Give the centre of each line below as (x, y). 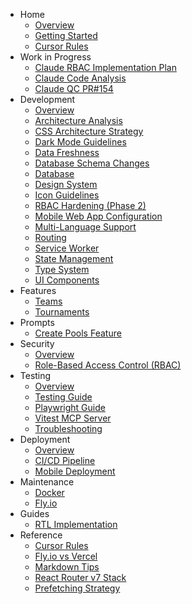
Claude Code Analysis (80, 78)
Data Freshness (67, 152)
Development (47, 99)
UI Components (67, 280)
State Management (74, 258)
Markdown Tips (67, 567)
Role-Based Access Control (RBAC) (108, 365)
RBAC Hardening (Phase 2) (90, 205)
